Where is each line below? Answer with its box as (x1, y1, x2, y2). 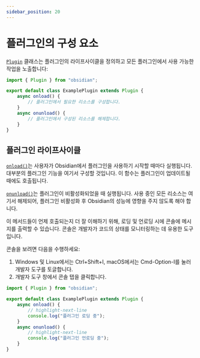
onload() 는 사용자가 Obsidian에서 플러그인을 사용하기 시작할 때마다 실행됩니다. (6, 162, 192, 169)
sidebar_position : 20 (6, 8, 61, 15)
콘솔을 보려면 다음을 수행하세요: (6, 246, 80, 253)
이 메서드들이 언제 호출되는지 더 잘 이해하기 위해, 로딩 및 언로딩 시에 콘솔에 (6, 217, 181, 225)
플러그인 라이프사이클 (6, 145, 81, 155)
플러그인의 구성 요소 (6, 37, 99, 50)
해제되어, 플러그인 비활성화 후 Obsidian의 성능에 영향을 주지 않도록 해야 (17, 198, 185, 205)
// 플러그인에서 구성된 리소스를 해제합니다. (28, 115, 121, 122)
